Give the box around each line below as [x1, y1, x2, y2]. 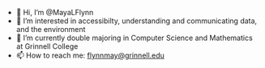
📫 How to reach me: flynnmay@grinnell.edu [15, 50, 165, 60]
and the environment [15, 25, 86, 34]
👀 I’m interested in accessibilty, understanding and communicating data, [15, 16, 258, 26]
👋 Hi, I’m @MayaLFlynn [15, 8, 94, 17]
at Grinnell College [15, 42, 79, 51]
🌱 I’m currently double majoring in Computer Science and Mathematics [15, 33, 253, 42]
